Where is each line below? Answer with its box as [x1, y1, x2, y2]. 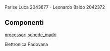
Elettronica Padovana [4, 41, 48, 47]
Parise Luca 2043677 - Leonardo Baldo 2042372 [4, 4, 105, 10]
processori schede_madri [4, 32, 56, 38]
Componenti [4, 18, 44, 27]
